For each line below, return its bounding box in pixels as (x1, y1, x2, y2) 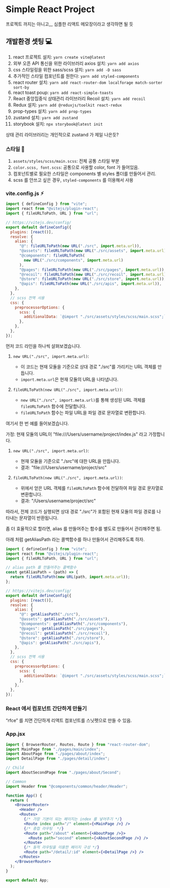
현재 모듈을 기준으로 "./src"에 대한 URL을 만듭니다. (20, 458, 121, 464)
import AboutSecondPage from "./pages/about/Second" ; (6, 770, 122, 775)
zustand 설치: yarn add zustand (13, 114, 78, 120)
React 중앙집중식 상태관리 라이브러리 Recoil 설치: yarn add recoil (13, 95, 146, 101)
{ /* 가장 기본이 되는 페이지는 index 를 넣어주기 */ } (24, 816, 123, 822)
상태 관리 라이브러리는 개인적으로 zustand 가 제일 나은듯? (6, 131, 119, 137)
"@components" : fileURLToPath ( (19, 253, 85, 258)
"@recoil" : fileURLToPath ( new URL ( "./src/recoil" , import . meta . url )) (19, 272, 168, 277)
